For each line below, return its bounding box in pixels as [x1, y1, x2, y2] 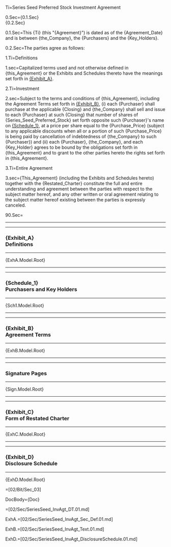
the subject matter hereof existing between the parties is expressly [5, 197, 146, 202]
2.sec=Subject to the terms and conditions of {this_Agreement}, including [5, 96, 160, 101]
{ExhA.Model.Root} [5, 257, 46, 263]
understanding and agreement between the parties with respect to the [5, 186, 153, 192]
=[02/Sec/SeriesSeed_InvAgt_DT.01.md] [5, 506, 90, 512]
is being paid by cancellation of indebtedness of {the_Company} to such [5, 133, 157, 140]
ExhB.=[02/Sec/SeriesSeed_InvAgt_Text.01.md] [5, 526, 104, 532]
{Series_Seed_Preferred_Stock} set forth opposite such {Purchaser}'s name [5, 117, 164, 123]
